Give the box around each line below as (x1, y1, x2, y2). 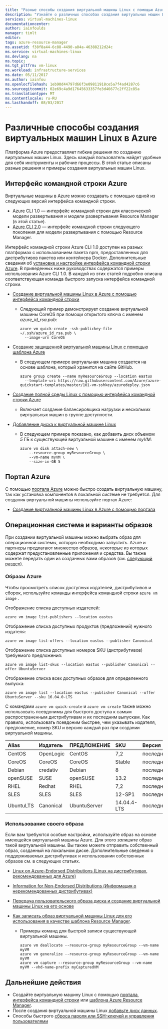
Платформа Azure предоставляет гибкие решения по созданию (5, 149, 141, 155)
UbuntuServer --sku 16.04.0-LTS (5, 694, 72, 699)
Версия (142, 741, 161, 748)
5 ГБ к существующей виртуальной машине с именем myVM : (19, 436, 152, 442)
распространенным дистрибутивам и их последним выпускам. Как (5, 714, 150, 720)
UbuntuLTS (7, 802, 34, 809)
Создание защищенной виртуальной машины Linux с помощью (12, 344, 148, 350)
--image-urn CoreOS (24, 335, 65, 340)
